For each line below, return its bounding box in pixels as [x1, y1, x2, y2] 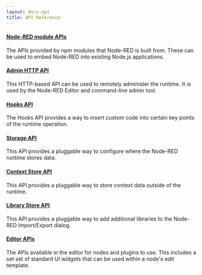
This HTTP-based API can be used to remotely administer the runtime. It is [6, 80, 191, 88]
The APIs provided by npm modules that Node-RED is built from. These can [6, 47, 194, 54]
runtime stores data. [6, 154, 56, 161]
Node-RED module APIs [6, 33, 67, 40]
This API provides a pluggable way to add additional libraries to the [6, 215, 172, 222]
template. [6, 261, 30, 269]
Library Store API [6, 202, 50, 209]
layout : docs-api [6, 8, 50, 15]
